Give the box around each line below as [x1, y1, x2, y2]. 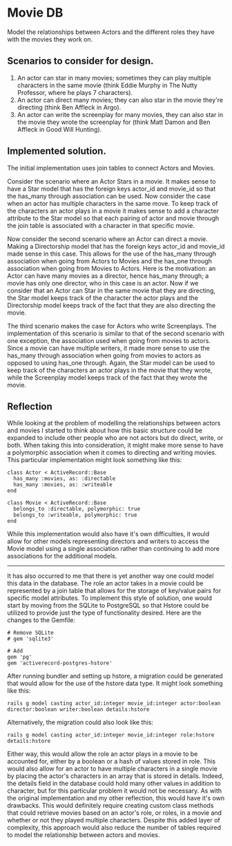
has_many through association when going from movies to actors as [7, 351, 202, 360]
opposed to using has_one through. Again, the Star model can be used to [7, 358, 215, 367]
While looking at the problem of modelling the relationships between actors [7, 419, 221, 428]
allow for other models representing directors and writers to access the [7, 537, 210, 545]
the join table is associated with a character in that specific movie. [7, 221, 195, 229]
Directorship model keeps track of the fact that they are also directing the [7, 301, 216, 309]
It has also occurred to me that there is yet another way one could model [7, 572, 214, 580]
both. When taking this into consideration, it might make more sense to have [7, 441, 224, 450]
